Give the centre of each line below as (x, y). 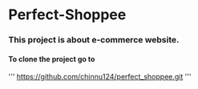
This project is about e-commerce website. (94, 40)
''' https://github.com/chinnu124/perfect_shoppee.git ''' (100, 77)
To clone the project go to (52, 59)
